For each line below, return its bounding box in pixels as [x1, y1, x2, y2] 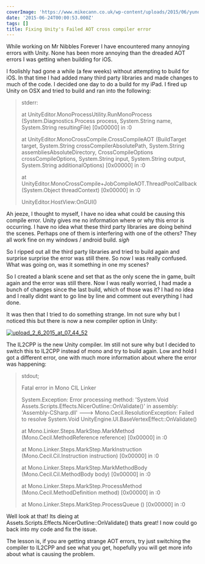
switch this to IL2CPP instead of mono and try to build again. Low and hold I [6, 347, 197, 355]
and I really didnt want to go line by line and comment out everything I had [6, 292, 193, 300]
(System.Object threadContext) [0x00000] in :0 [21, 187, 141, 194]
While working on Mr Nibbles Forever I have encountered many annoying [6, 43, 190, 50]
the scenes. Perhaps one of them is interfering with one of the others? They [6, 230, 197, 237]
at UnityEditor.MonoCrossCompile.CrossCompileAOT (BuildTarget [21, 136, 187, 143]
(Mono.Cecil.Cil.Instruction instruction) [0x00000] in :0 [21, 452, 159, 459]
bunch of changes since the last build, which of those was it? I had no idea [6, 286, 194, 294]
